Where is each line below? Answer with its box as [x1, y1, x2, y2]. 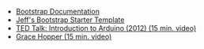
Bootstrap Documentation [15, 7, 100, 16]
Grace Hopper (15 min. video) [15, 32, 112, 41]
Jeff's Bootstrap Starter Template [15, 15, 125, 24]
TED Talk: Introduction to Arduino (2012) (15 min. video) [15, 24, 197, 32]
